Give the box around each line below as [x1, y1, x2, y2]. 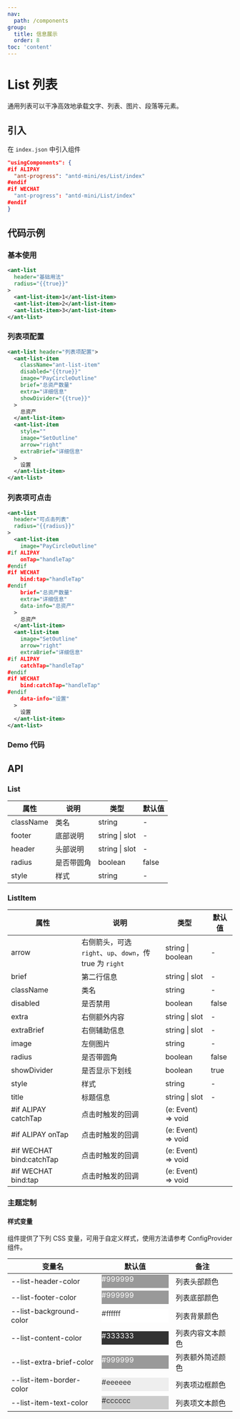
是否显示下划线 [81, 1065, 132, 1075]
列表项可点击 [7, 493, 52, 503]
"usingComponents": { [7, 159, 72, 166]
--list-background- [11, 1306, 80, 1316]
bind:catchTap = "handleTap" [20, 682, 101, 689]
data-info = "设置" [20, 696, 70, 703]
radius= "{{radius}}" [14, 523, 75, 530]
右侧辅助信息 [81, 1026, 125, 1036]
